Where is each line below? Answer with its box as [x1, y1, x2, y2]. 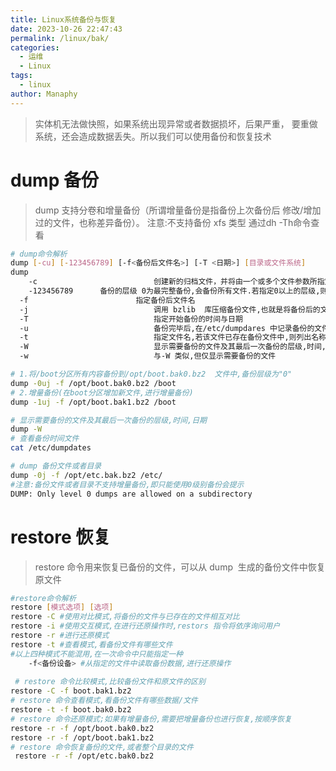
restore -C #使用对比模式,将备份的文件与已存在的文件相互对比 [10, 612, 240, 622]
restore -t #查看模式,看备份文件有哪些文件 [10, 639, 173, 650]
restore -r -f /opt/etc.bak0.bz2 [14, 751, 155, 761]
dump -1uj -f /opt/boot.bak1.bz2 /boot [10, 397, 177, 407]
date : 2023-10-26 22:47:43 [10, 24, 123, 34]
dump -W [10, 424, 43, 435]
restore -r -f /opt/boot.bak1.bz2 [10, 732, 155, 743]
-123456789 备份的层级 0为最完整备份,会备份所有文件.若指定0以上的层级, [28, 286, 321, 296]
